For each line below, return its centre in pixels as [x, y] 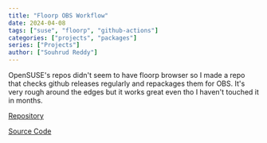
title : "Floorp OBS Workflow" [59, 15]
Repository [26, 116]
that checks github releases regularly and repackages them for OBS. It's [127, 83]
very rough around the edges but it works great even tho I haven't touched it [133, 92]
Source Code [30, 131]
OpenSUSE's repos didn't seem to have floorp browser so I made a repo [127, 75]
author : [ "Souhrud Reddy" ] [53, 52]
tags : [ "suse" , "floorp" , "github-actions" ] [83, 30]
